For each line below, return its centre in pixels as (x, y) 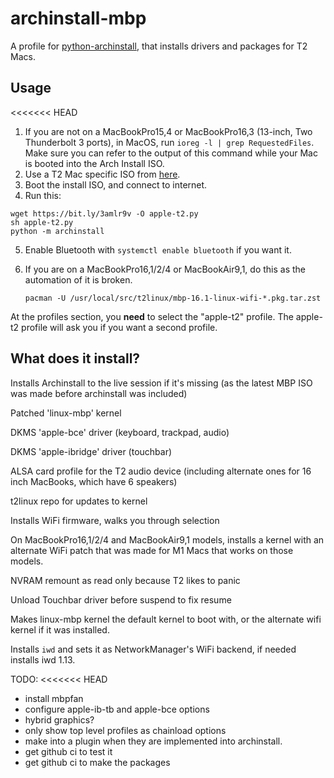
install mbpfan (54, 698)
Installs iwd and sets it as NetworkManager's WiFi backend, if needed (153, 649)
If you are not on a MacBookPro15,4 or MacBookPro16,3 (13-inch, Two (168, 131)
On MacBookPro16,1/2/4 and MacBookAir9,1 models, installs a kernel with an (167, 539)
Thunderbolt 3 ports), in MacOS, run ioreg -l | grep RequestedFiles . (169, 142)
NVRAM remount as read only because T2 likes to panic (125, 580)
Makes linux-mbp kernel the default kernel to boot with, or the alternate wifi (166, 619)
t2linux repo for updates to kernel (79, 501)
